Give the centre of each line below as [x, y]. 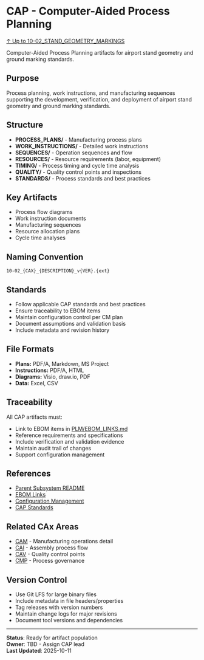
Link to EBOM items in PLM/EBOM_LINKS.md [71, 428]
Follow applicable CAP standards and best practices [80, 304]
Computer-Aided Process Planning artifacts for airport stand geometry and [100, 52]
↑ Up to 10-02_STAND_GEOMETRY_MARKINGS [66, 41]
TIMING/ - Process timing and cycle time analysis [77, 165]
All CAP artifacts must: [34, 417]
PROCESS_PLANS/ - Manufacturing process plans [78, 139]
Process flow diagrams [44, 212]
